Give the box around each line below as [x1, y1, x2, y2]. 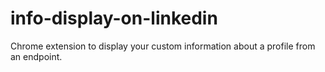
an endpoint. [10, 50, 63, 62]
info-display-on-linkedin [10, 7, 218, 30]
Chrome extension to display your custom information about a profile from [10, 40, 316, 52]
